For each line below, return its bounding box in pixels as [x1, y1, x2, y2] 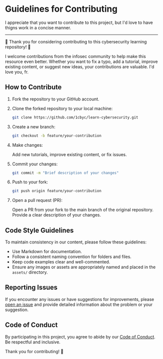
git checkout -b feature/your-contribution [12, 133, 102, 138]
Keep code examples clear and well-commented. [12, 259, 111, 265]
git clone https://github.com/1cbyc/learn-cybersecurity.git [12, 115, 139, 120]
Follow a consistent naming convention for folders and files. [12, 254, 132, 259]
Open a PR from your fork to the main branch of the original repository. [12, 207, 154, 213]
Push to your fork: [12, 179, 49, 185]
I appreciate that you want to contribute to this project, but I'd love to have [5, 20, 153, 25]
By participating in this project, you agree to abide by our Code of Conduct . [5, 334, 156, 339]
